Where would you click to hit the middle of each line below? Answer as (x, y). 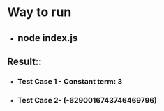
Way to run (39, 12)
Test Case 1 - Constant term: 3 (70, 81)
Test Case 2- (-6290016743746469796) (87, 100)
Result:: (24, 61)
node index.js (47, 38)
